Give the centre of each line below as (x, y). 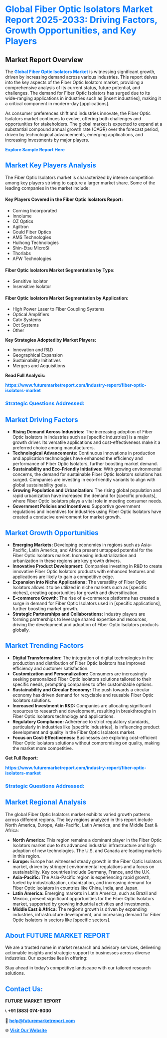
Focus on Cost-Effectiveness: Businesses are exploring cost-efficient (84, 737)
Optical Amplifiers (31, 315)
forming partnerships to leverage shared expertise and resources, (80, 619)
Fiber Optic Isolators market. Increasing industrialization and (74, 555)
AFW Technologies (32, 258)
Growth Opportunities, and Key (71, 31)
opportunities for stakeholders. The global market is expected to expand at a (84, 124)
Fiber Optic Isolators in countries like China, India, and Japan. (75, 888)
